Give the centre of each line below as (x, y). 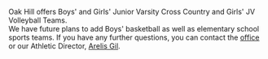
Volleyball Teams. (38, 20)
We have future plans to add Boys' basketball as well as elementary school (134, 29)
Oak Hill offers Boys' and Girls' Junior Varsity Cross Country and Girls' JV (132, 12)
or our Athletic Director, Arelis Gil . (64, 46)
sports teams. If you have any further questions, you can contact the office (134, 37)
